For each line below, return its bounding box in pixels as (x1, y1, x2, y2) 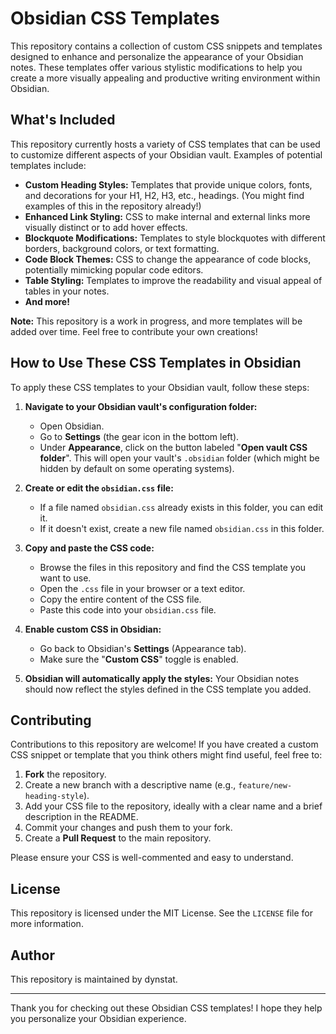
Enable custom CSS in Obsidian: (24, 623, 162, 635)
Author (10, 947, 55, 964)
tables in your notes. (24, 285, 110, 297)
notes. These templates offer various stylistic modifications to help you (10, 61, 303, 73)
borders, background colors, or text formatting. (24, 242, 220, 254)
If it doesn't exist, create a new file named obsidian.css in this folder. (39, 522, 325, 534)
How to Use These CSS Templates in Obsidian (10, 355, 302, 372)
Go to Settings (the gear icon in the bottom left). (39, 430, 240, 442)
